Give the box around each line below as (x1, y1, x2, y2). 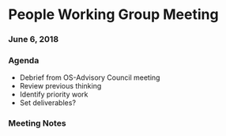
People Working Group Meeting (8, 6, 219, 24)
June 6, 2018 (8, 34, 59, 45)
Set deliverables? (19, 98, 77, 108)
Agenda (8, 55, 40, 66)
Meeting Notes (8, 118, 66, 129)
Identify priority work (19, 89, 89, 100)
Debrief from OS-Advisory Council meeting (19, 73, 160, 82)
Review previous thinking (19, 81, 102, 91)
